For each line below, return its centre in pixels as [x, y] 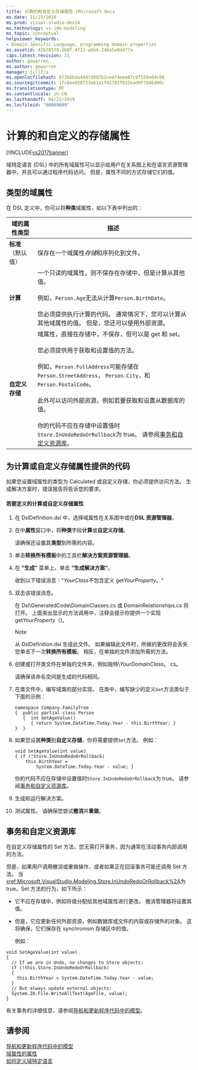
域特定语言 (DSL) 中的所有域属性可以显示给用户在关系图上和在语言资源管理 [97, 165]
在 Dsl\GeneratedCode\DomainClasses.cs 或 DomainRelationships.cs [98, 606]
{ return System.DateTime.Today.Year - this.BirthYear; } [103, 724]
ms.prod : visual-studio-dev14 [43, 22]
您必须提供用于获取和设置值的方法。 [88, 351]
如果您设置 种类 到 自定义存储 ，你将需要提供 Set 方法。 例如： [87, 740]
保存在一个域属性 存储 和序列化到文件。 [91, 253]
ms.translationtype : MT [35, 89]
